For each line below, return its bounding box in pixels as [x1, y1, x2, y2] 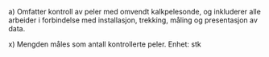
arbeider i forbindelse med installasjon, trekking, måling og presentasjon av [8, 15, 258, 25]
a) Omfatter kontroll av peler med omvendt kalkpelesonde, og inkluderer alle [8, 7, 262, 16]
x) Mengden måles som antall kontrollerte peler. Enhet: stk [8, 39, 201, 49]
